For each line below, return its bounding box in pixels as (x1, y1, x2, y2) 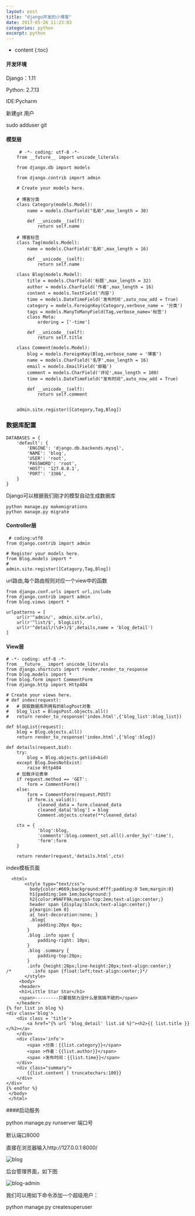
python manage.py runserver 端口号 (6, 1119, 93, 1126)
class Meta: (27, 314, 57, 320)
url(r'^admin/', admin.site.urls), (16, 615, 104, 621)
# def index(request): (6, 697, 61, 703)
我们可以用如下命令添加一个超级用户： (6, 1192, 98, 1199)
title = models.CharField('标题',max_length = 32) (27, 278, 152, 284)
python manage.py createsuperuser (6, 1204, 93, 1211)
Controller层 (6, 522, 37, 529)
